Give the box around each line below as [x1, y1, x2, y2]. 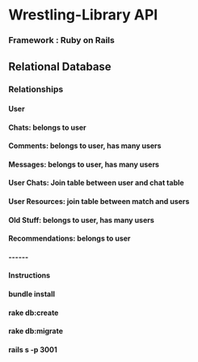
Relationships [8, 83, 64, 95]
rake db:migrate [8, 326, 63, 336]
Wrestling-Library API [8, 6, 158, 24]
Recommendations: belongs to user [8, 233, 131, 244]
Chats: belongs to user [8, 122, 86, 132]
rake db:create [8, 308, 59, 317]
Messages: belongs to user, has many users [8, 160, 160, 169]
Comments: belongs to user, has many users [8, 141, 162, 151]
